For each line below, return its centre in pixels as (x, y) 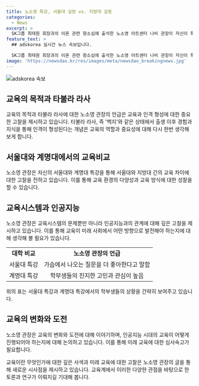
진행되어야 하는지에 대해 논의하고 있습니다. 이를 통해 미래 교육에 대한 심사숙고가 (98, 342)
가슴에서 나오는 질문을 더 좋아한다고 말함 (97, 264)
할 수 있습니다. (23, 187)
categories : (21, 17)
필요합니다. (19, 349)
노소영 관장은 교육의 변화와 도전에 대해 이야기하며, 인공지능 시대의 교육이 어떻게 (98, 334)
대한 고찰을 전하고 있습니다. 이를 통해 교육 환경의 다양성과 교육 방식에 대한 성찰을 (99, 180)
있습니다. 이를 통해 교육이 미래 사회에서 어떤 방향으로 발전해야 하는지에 (103, 231)
